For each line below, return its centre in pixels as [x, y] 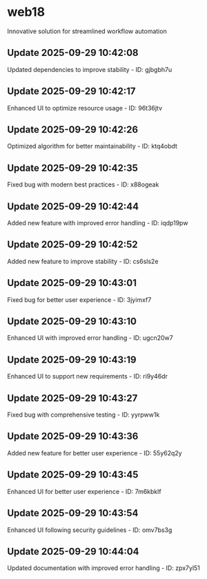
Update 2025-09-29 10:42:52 [72, 245]
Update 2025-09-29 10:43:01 [72, 283]
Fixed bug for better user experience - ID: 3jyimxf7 [79, 300]
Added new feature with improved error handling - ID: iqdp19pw [98, 223]
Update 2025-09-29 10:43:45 [73, 475]
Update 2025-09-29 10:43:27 [72, 398]
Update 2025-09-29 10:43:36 [73, 436]
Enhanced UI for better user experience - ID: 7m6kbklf [84, 491]
